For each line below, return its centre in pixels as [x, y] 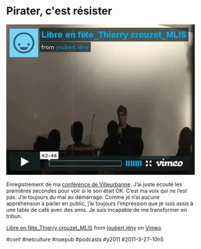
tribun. [14, 216]
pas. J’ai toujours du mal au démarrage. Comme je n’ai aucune [83, 197]
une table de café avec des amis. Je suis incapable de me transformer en [97, 210]
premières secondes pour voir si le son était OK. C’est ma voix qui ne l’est [97, 191]
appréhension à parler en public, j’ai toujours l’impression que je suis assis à [100, 204]
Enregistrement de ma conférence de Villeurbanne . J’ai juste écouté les [94, 184]
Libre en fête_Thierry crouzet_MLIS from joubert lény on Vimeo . [84, 228]
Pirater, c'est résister [59, 11]
